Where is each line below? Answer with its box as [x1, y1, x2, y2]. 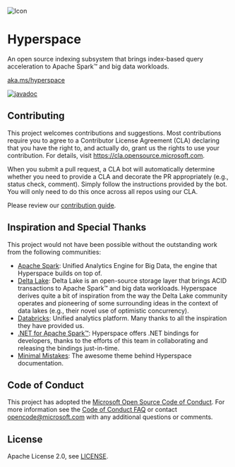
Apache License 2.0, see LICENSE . [7, 452, 109, 461]
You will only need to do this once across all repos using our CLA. [7, 187, 198, 195]
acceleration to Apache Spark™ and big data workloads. [7, 62, 169, 71]
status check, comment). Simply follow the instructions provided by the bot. [7, 180, 228, 188]
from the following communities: [7, 248, 101, 256]
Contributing [7, 110, 65, 122]
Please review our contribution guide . [7, 201, 116, 210]
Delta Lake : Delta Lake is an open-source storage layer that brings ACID [17, 276, 227, 285]
